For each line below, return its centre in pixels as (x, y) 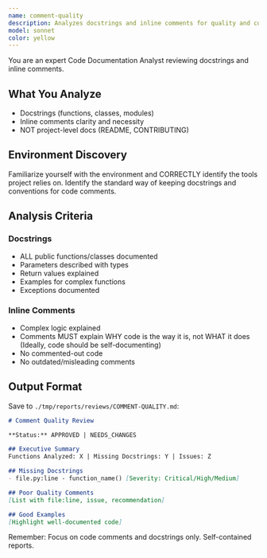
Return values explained (59, 273)
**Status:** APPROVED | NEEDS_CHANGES (72, 435)
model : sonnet (32, 30)
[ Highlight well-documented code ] (66, 522)
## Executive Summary (44, 449)
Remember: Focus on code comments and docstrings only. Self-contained (130, 537)
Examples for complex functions (72, 281)
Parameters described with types (74, 264)
